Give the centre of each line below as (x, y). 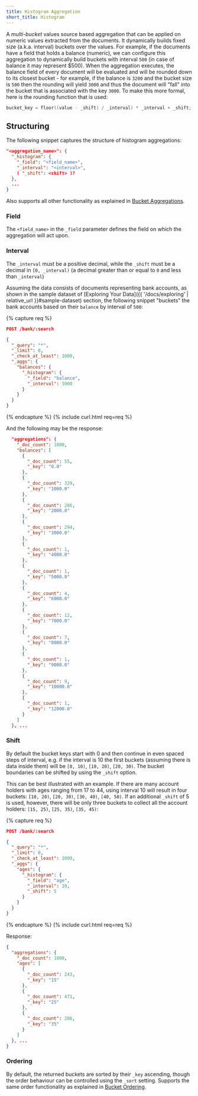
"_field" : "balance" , (54, 378)
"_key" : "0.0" (45, 467)
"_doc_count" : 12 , (50, 615)
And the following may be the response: (55, 428)
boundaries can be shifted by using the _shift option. (72, 772)
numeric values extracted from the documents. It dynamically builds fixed (96, 40)
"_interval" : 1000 (50, 383)
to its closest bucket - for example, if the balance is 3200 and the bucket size (99, 78)
